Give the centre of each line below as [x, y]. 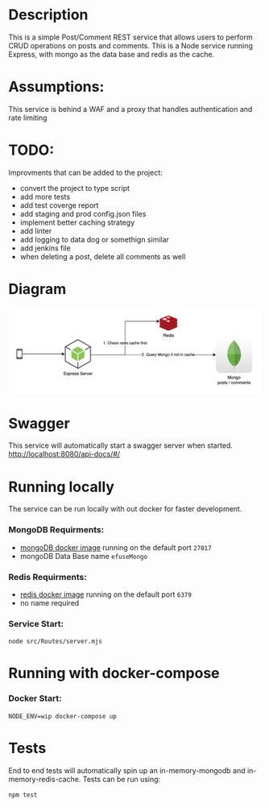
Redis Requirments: [48, 577]
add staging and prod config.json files [83, 213]
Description [48, 15]
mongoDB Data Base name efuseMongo [83, 556]
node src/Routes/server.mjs [56, 642]
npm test [23, 795]
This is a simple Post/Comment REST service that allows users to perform [130, 37]
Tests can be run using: [122, 779]
